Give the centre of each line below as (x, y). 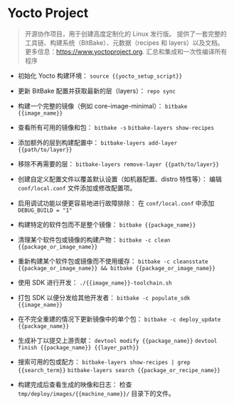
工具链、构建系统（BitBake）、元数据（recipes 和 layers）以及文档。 (124, 42)
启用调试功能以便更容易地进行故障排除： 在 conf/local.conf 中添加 (116, 203)
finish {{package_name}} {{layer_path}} (78, 347)
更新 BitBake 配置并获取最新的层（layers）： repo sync (97, 91)
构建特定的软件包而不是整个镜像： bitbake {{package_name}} (107, 224)
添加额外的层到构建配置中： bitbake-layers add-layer (97, 142)
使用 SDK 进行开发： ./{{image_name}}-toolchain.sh (95, 282)
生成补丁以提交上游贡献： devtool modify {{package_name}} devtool (117, 340)
